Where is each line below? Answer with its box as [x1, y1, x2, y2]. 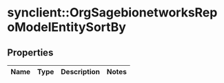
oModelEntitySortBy [7, 19, 126, 35]
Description [61, 67, 100, 76]
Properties [7, 47, 54, 58]
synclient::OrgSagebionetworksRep [7, 5, 218, 21]
